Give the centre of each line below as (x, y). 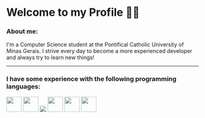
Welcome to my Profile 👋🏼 (73, 12)
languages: (23, 86)
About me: (22, 32)
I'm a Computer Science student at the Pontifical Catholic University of (95, 44)
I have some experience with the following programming (92, 79)
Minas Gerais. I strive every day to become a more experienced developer (99, 51)
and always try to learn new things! (50, 58)
